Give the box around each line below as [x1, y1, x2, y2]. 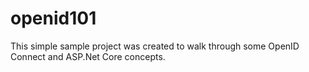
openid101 [10, 7, 97, 30]
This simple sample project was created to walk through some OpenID [10, 40, 300, 52]
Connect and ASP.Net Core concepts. [10, 50, 166, 62]
